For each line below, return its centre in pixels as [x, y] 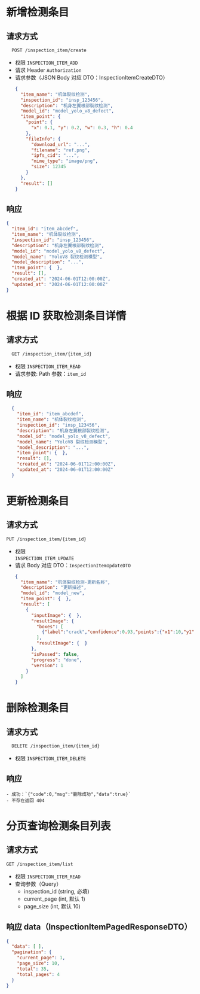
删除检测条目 [38, 708]
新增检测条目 [38, 12]
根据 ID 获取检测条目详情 [66, 316]
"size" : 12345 [48, 167]
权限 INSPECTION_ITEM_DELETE [50, 758]
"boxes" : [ [50, 627]
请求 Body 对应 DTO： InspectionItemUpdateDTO [73, 565]
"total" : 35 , [33, 969]
